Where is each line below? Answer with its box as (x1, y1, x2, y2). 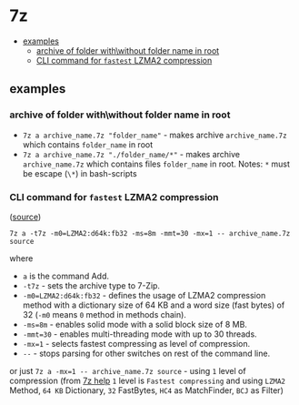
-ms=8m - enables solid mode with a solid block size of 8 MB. (22, 319, 248, 329)
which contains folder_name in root (22, 138, 154, 150)
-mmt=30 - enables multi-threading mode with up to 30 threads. (22, 329, 257, 339)
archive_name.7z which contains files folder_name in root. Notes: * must (22, 158, 291, 169)
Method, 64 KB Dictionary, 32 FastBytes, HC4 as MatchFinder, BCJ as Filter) (9, 384, 284, 396)
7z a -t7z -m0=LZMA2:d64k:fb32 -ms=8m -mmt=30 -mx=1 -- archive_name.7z (9, 228, 291, 238)
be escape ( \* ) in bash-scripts (22, 167, 138, 178)
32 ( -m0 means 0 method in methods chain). (22, 309, 186, 319)
